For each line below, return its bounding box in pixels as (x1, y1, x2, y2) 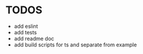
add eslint (14, 23, 38, 30)
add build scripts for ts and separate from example (14, 41, 137, 48)
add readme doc (14, 35, 54, 42)
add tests (14, 28, 37, 35)
